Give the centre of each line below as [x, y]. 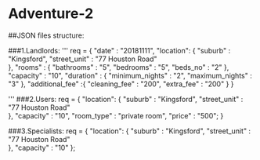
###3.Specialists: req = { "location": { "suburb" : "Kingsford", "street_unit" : [130, 131]
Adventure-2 [51, 14]
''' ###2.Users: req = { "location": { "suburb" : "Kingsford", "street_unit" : [126, 99]
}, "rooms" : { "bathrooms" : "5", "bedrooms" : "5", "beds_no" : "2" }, [119, 67]
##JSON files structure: [46, 35]
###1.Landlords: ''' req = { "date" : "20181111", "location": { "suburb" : [119, 50]
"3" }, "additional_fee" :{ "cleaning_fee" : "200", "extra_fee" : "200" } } [121, 84]
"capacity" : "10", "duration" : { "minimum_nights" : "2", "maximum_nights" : [130, 75]
